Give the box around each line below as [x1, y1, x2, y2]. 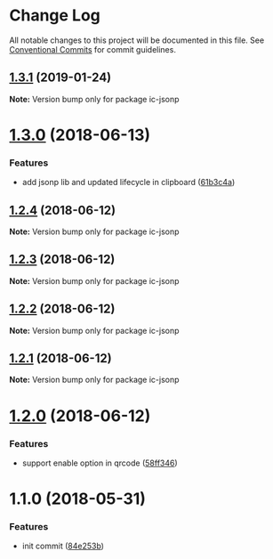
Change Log [9, 5, 100, 26]
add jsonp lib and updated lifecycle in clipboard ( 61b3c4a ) [21, 177, 236, 188]
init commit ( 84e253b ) [21, 540, 105, 552]
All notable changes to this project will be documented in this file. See [9, 35, 265, 45]
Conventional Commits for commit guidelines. [9, 44, 176, 54]
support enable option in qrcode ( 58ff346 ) [21, 458, 178, 468]
